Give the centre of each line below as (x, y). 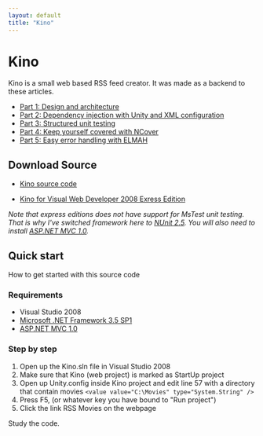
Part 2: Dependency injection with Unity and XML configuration (122, 115)
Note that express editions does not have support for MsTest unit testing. (126, 214)
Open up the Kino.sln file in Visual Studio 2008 (95, 366)
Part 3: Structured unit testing (68, 123)
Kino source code (48, 184)
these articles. (31, 92)
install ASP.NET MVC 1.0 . (48, 231)
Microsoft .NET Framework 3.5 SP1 (76, 321)
